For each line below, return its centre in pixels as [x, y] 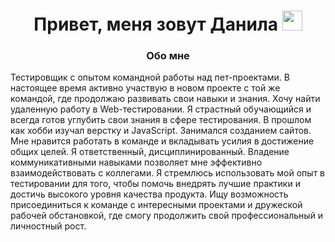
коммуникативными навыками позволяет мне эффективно [136, 162]
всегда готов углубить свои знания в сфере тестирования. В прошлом [161, 120]
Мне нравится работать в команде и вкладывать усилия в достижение [162, 141]
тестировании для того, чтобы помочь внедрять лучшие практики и [155, 184]
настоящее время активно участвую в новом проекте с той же [145, 88]
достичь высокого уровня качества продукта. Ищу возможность [149, 194]
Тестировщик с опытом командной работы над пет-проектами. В [150, 77]
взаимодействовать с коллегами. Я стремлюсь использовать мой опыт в [167, 173]
